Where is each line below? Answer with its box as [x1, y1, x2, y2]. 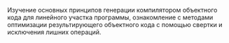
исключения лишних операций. [7, 28, 102, 36]
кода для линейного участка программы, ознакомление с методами [7, 13, 214, 21]
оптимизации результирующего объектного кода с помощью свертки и [7, 21, 223, 28]
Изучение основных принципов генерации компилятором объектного [7, 6, 218, 14]
